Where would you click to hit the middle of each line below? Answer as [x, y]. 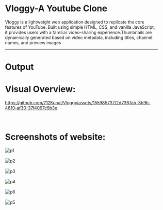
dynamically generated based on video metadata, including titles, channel [79, 38]
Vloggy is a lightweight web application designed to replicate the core [75, 22]
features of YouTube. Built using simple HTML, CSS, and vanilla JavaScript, [80, 27]
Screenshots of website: [55, 137]
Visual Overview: [41, 89]
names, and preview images [33, 42]
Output [19, 67]
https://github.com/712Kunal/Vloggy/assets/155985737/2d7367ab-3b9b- [78, 103]
